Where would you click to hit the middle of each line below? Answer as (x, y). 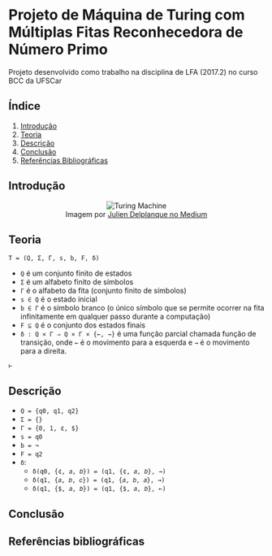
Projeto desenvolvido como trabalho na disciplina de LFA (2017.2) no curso (133, 72)
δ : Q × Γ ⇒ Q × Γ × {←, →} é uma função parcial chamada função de (138, 334)
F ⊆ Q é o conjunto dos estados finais (83, 325)
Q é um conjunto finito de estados (76, 273)
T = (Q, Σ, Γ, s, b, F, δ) (54, 258)
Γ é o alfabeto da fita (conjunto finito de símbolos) (103, 291)
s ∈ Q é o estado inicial (58, 299)
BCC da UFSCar (35, 80)
